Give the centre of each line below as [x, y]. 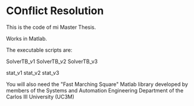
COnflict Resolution [55, 11]
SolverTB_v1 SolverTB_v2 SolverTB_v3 [52, 61]
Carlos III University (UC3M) [40, 97]
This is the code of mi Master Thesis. [51, 27]
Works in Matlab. [27, 38]
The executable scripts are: [39, 50]
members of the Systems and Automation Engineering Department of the [95, 90]
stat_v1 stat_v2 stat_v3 [33, 72]
